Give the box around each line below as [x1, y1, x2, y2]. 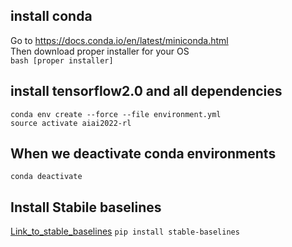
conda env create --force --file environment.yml [10, 109, 222, 119]
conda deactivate [10, 172, 83, 182]
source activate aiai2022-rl [10, 118, 132, 128]
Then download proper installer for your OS [10, 45, 190, 57]
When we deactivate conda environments [10, 145, 277, 163]
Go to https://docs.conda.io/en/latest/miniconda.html [10, 34, 229, 46]
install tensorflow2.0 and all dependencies [10, 83, 283, 100]
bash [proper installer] [10, 55, 114, 66]
